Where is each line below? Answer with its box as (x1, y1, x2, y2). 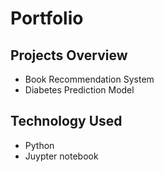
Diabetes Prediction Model (24, 84, 135, 96)
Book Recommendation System (24, 73, 155, 85)
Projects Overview (10, 47, 128, 64)
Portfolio (10, 7, 84, 30)
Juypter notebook (24, 150, 99, 162)
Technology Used (10, 113, 123, 130)
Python (24, 139, 55, 151)
